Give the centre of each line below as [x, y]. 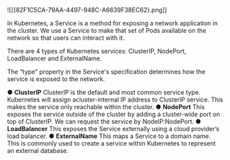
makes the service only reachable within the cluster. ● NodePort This [106, 107]
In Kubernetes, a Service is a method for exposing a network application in [113, 23]
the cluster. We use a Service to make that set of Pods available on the [107, 31]
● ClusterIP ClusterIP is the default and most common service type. [104, 92]
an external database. [38, 151]
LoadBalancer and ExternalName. [55, 58]
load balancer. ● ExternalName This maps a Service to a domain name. [109, 136]
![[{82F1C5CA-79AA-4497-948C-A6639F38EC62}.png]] [87, 10]
